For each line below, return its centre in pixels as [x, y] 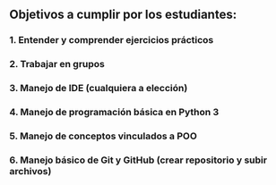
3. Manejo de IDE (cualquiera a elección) [99, 88]
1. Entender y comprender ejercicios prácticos [112, 40]
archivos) [30, 171]
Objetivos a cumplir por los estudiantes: [123, 15]
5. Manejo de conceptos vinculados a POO [103, 136]
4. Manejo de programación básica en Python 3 [114, 113]
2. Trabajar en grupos [57, 64]
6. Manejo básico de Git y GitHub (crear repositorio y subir [138, 160]
